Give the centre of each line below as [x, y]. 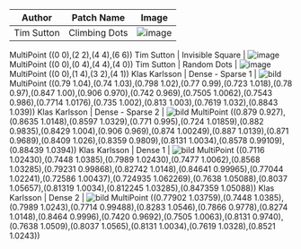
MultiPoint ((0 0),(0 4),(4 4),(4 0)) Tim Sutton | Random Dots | [124, 64]
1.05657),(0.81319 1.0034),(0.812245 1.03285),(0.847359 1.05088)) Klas [142, 188]
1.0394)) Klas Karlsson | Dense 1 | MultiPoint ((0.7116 [155, 150]
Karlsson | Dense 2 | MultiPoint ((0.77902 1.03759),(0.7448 [131, 197]
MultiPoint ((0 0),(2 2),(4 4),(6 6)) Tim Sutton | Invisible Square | [128, 55]
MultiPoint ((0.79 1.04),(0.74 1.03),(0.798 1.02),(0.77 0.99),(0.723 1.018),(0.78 [151, 83]
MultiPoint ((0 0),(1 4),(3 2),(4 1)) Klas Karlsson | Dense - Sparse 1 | [133, 74]
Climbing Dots [98, 33]
